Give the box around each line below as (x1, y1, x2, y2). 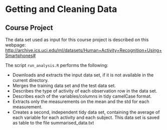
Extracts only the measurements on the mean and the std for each (12, 98, 149, 104)
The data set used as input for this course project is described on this (5, 36, 149, 42)
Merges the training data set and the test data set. (12, 82, 116, 88)
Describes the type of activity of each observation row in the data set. (12, 88, 157, 93)
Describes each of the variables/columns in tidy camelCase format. (12, 93, 152, 99)
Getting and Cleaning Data (5, 3, 117, 15)
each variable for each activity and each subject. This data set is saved (12, 114, 159, 120)
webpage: (5, 42, 26, 48)
